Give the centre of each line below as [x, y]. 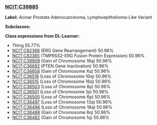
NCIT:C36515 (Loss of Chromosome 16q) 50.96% [61, 81]
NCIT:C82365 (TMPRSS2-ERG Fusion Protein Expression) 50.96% [78, 56]
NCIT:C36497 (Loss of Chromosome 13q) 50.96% [62, 102]
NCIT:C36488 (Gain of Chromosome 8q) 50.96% [61, 112]
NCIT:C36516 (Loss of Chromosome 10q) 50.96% [62, 77]
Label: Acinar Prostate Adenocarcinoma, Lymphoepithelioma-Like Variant [78, 17]
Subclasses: [18, 27]
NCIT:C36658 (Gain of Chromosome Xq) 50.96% [61, 71]
